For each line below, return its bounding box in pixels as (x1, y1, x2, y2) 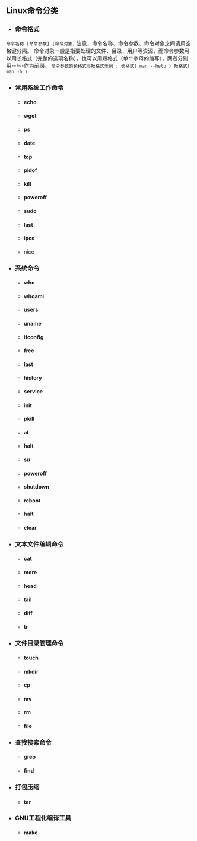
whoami (23, 292, 45, 299)
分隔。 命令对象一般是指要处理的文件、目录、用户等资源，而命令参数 (16, 47, 185, 54)
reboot (23, 496, 41, 504)
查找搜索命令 (14, 738, 52, 746)
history (23, 374, 42, 382)
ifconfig (23, 333, 44, 340)
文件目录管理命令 (14, 639, 64, 648)
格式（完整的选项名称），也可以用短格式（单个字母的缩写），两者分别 (21, 54, 188, 61)
